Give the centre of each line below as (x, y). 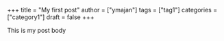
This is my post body (37, 30)
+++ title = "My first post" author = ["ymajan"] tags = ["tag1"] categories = (112, 10)
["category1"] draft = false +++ (51, 17)
